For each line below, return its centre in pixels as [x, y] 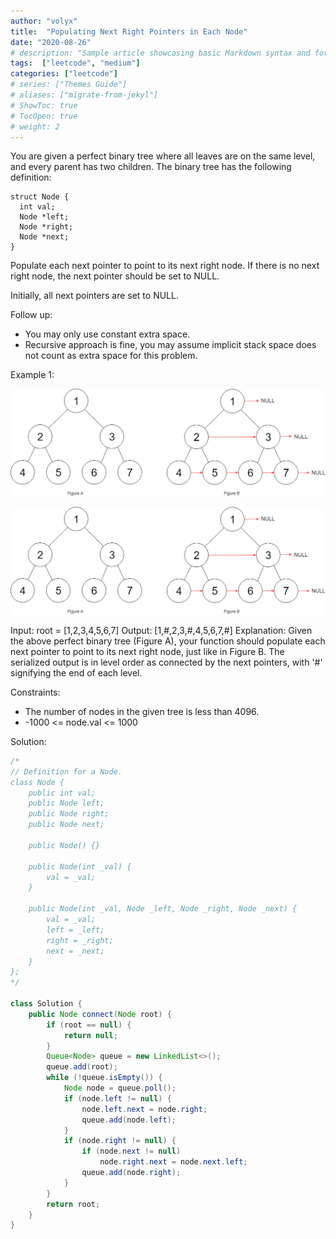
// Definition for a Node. [66, 771]
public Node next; [66, 825]
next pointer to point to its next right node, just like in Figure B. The [147, 651]
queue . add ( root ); [82, 1067]
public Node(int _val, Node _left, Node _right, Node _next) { [163, 909]
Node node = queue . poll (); [120, 1088]
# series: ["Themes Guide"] [69, 85]
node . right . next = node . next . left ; [173, 1162]
